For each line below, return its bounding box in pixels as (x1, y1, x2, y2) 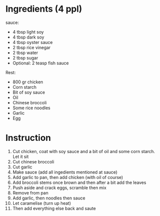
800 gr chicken (12, 79, 43, 85)
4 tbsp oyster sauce (12, 39, 53, 45)
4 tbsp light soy (12, 29, 44, 35)
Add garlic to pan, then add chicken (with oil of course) (12, 174, 124, 180)
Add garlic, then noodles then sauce (12, 195, 86, 201)
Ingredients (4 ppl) (5, 3, 82, 15)
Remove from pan (12, 190, 49, 196)
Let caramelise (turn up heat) (12, 200, 71, 206)
